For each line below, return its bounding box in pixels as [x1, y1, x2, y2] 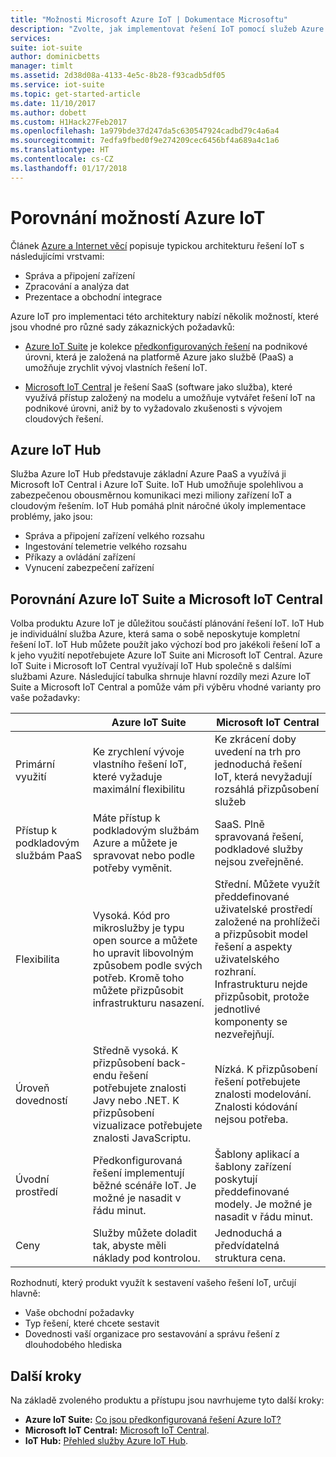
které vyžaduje [92, 770, 163, 784]
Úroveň [15, 1081, 50, 1095]
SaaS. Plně [214, 817, 265, 831]
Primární [15, 757, 55, 771]
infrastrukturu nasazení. [92, 996, 205, 1010]
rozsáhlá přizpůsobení [214, 782, 320, 796]
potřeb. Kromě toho [92, 971, 185, 985]
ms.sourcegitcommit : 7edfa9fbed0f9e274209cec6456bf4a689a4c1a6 [10, 136, 280, 146]
